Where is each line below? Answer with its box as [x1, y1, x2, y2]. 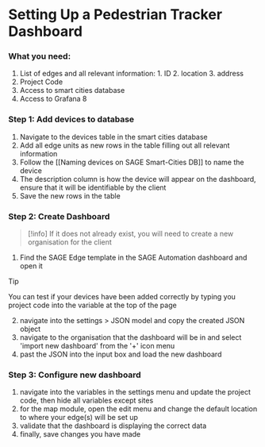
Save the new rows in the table [19, 191, 121, 200]
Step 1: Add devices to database [8, 114, 135, 125]
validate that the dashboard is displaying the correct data [19, 421, 207, 430]
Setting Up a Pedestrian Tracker [8, 6, 223, 24]
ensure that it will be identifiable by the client [19, 183, 167, 192]
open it [19, 261, 44, 271]
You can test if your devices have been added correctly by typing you [8, 292, 236, 302]
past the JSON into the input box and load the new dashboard [19, 349, 222, 359]
